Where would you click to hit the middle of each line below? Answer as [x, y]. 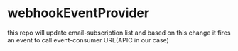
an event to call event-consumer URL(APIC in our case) [88, 40]
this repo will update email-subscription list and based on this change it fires [119, 33]
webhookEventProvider [79, 13]
